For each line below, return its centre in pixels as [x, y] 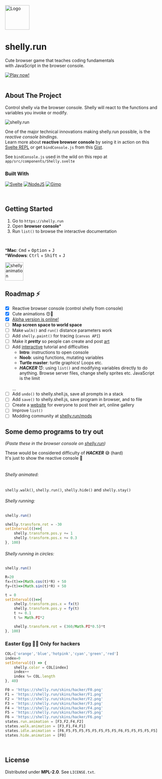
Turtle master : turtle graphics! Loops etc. [61, 363]
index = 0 [13, 658]
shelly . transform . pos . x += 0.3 [45, 538]
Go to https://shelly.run [38, 221]
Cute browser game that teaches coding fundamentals [60, 60]
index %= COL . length [35, 677]
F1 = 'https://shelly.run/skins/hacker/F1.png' [54, 694]
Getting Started [29, 209]
